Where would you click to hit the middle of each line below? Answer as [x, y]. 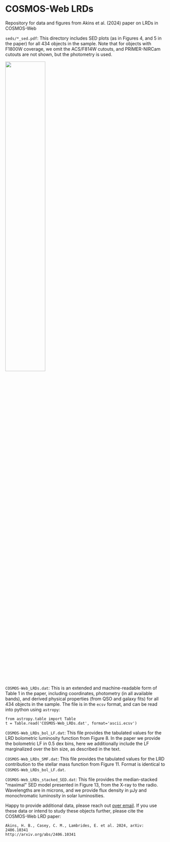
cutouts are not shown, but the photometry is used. [59, 54]
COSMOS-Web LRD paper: [33, 816]
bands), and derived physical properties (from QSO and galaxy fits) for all [82, 699]
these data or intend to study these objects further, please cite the [74, 810]
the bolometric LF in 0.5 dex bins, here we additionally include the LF [77, 743]
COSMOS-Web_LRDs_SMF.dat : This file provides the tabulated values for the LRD [85, 759]
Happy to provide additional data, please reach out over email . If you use [81, 805]
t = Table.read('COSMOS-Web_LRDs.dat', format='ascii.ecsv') [71, 723]
